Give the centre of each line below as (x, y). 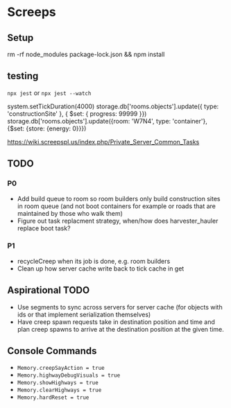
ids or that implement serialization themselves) (84, 314)
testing (23, 76)
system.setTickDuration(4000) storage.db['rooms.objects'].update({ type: (113, 106)
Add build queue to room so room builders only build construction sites (119, 198)
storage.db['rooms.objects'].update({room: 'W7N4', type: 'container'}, (108, 121)
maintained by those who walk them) (70, 213)
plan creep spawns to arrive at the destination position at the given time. (120, 329)
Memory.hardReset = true (53, 398)
